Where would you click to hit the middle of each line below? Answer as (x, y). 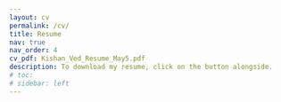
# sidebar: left (39, 83)
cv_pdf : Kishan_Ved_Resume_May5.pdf (77, 59)
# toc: (21, 75)
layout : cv (29, 17)
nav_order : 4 (33, 51)
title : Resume (36, 34)
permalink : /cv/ (39, 26)
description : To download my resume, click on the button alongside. (141, 67)
